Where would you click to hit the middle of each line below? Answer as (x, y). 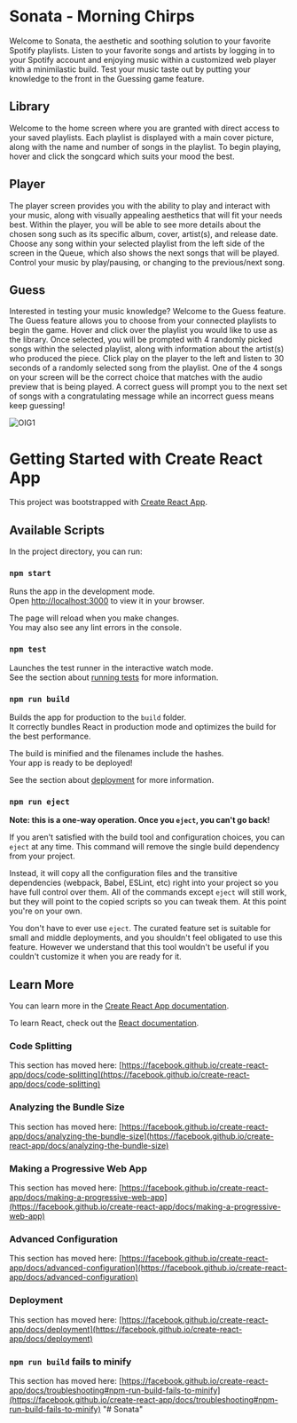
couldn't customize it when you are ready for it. (95, 957)
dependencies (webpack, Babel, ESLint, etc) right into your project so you (144, 883)
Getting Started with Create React (136, 459)
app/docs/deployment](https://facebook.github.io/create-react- (125, 1329)
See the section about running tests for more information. (114, 677)
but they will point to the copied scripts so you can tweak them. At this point (148, 902)
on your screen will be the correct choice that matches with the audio (136, 377)
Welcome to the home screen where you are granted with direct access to (145, 128)
